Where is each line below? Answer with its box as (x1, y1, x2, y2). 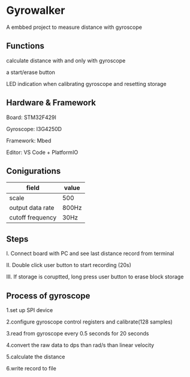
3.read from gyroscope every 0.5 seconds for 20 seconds (6, 330, 149, 337)
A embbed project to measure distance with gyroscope (6, 23, 143, 31)
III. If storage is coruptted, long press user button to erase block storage (6, 273, 184, 280)
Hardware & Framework (6, 97, 96, 108)
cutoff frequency (9, 213, 57, 222)
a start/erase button (6, 69, 56, 76)
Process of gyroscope (6, 290, 91, 301)
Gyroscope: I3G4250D (6, 125, 62, 132)
